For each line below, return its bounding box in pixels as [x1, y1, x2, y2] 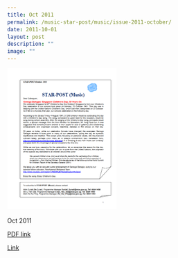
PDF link [7, 230, 31, 239]
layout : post [7, 33, 45, 40]
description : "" [7, 40, 54, 48]
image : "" [7, 48, 36, 55]
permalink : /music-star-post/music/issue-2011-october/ [7, 18, 172, 26]
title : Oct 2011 [7, 11, 54, 18]
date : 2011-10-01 [7, 26, 57, 33]
